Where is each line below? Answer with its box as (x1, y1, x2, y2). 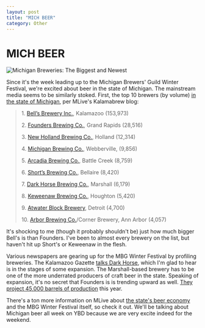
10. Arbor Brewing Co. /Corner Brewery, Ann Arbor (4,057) (21, 216, 167, 223)
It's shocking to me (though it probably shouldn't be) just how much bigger (6, 228, 195, 235)
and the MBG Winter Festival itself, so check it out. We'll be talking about (6, 303, 189, 311)
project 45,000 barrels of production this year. (6, 285, 123, 293)
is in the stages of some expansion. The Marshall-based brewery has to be (6, 266, 195, 273)
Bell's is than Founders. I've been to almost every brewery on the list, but (6, 234, 190, 241)
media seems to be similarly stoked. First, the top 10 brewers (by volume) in (6, 91, 196, 99)
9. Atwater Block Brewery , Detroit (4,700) (21, 204, 125, 212)
